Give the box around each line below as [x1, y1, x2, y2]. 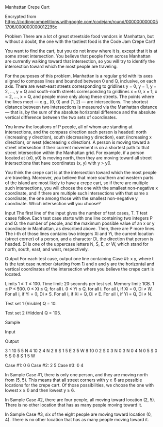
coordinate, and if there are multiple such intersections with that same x [5, 190, 149, 196]
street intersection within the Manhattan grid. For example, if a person [5, 150, 145, 155]
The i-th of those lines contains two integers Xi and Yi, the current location [5, 231, 154, 236]
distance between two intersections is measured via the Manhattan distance [5, 104, 158, 110]
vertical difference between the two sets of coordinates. [5, 115, 117, 120]
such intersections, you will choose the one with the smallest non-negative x [5, 185, 158, 191]
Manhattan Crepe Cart [5, 4, 50, 10]
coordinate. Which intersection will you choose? [5, 201, 101, 206]
